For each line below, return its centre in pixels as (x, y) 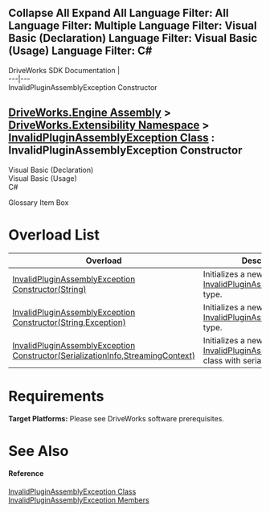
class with (222, 360)
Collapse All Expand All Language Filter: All (119, 13)
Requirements (56, 396)
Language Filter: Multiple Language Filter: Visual (133, 26)
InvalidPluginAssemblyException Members (79, 500)
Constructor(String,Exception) (69, 322)
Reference (26, 474)
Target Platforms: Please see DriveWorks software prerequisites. (117, 418)
